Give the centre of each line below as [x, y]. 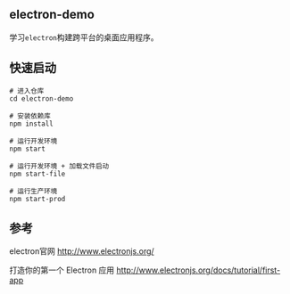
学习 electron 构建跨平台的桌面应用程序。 [84, 37]
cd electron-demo [41, 98]
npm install [31, 124]
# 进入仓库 [27, 91]
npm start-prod [37, 199]
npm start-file [37, 174]
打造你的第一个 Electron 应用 [62, 270]
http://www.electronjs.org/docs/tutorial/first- [199, 270]
